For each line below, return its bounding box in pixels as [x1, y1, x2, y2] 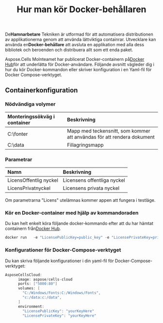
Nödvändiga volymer [5, 100, 56, 107]
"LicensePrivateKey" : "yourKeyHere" [22, 313, 97, 318]
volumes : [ [17, 286, 40, 291]
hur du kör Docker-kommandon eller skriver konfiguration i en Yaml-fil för [5, 67, 152, 73]
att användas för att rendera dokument [67, 133, 155, 140]
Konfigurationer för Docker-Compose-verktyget [5, 247, 121, 253]
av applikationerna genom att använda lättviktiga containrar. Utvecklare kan [5, 37, 156, 42]
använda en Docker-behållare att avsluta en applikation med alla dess [5, 42, 145, 48]
